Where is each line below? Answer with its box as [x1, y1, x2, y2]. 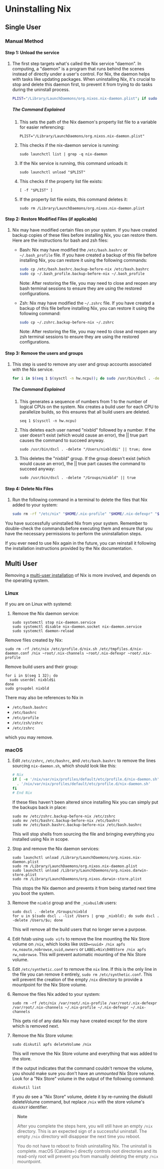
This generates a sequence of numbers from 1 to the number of [19, 399, 148, 405]
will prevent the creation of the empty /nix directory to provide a [12, 977, 143, 983]
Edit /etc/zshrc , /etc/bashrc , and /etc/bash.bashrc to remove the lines [12, 757, 156, 763]
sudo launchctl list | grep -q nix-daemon [19, 152, 108, 157]
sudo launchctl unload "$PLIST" [19, 170, 86, 175]
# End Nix [12, 790, 33, 796]
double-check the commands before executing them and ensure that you [5, 525, 153, 531]
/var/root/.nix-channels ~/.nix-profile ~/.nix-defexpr [12, 1005, 129, 1010]
